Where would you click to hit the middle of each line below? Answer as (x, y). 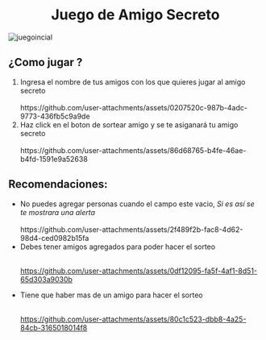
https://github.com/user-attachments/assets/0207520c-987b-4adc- (134, 107)
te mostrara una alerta (57, 212)
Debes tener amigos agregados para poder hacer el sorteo (118, 247)
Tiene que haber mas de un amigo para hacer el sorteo (111, 295)
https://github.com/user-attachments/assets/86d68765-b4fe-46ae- (133, 150)
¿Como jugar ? (46, 62)
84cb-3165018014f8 (54, 327)
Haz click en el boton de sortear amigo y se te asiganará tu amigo (129, 124)
